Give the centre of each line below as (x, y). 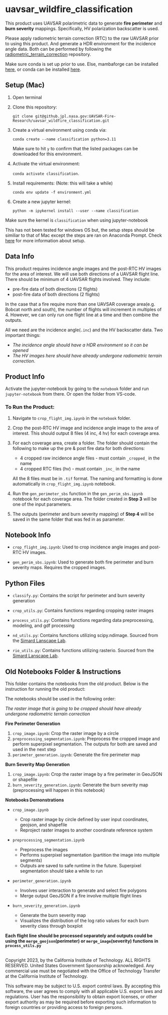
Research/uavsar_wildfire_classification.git (61, 121)
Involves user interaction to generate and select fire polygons (83, 890)
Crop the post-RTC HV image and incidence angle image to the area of (86, 428)
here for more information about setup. (45, 240)
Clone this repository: (35, 107)
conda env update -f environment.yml (52, 192)
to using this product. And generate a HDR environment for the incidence (81, 43)
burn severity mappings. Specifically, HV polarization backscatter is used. (82, 28)
